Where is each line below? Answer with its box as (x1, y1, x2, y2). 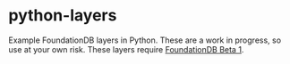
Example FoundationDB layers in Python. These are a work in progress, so (8, 35, 282, 45)
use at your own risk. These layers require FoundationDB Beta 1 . (8, 44, 244, 54)
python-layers (8, 5, 117, 26)
